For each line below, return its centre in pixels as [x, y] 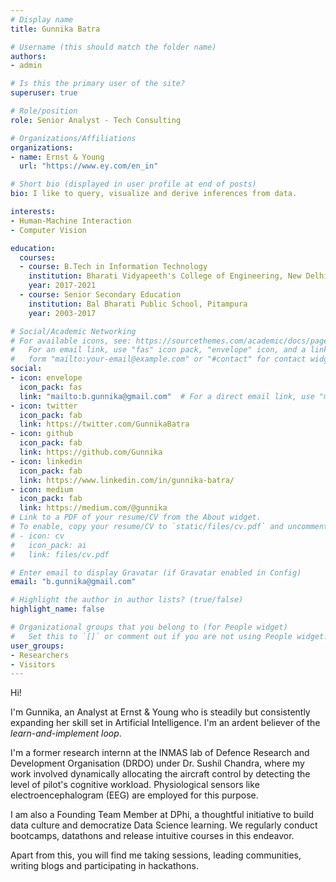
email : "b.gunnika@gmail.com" [73, 582]
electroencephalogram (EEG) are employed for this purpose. [134, 795]
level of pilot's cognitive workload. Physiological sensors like [135, 785]
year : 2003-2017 [62, 313]
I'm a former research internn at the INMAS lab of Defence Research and [160, 753]
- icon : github [42, 434]
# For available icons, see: [71, 341]
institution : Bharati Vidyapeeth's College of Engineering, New [165, 276]
